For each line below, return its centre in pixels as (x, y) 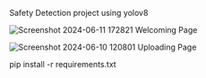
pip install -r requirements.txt (63, 64)
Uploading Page (167, 47)
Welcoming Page (166, 30)
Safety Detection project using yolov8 (79, 13)
